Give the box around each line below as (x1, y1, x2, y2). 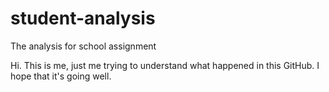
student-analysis (10, 7, 156, 30)
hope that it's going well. (10, 70, 112, 82)
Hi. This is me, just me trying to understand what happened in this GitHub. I (10, 59, 320, 71)
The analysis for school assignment (10, 40, 157, 52)
